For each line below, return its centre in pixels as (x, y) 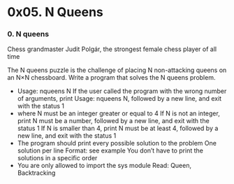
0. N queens (28, 34)
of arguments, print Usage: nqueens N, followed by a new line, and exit (119, 99)
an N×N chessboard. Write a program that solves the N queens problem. (111, 78)
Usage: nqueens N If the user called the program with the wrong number (122, 91)
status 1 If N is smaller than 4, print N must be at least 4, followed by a (118, 128)
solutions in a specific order (57, 158)
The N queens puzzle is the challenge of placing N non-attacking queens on (117, 70)
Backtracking (36, 173)
